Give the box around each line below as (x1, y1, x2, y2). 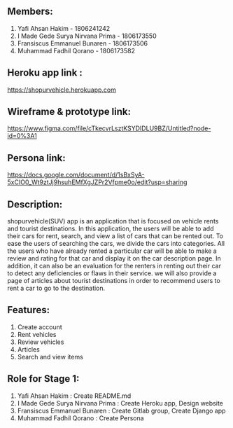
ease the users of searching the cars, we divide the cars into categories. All (7, 240, 225, 248)
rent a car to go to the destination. (7, 284, 106, 293)
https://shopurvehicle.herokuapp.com (7, 85, 117, 94)
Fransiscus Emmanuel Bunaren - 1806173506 (17, 39, 148, 48)
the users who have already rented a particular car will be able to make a (7, 247, 217, 255)
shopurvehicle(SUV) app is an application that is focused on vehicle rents (7, 217, 219, 226)
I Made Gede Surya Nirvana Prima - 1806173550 (17, 32, 157, 40)
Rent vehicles (17, 330, 57, 338)
